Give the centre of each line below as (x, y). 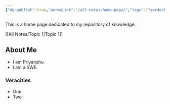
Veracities (18, 80)
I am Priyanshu (28, 62)
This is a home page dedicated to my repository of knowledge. (71, 24)
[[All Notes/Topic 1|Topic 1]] (34, 34)
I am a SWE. (25, 67)
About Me (21, 50)
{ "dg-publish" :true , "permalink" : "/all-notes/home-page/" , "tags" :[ (77, 10)
